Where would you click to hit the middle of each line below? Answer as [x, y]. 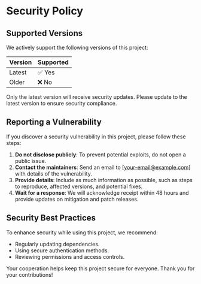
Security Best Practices [51, 218]
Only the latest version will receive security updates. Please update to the [97, 97]
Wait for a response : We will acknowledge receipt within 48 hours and [102, 192]
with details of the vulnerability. [54, 173]
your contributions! [30, 274]
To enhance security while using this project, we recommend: [82, 232]
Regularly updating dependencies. [57, 244]
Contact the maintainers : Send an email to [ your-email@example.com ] [103, 167]
